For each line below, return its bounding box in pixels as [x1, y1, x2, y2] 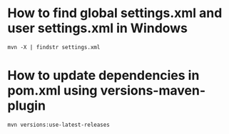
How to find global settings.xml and [7, 5, 223, 21]
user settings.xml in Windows [7, 20, 188, 36]
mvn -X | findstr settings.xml [7, 43, 101, 51]
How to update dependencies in [7, 68, 200, 83]
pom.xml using [7, 83, 98, 99]
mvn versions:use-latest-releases [7, 121, 111, 128]
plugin [7, 98, 46, 114]
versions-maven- [100, 83, 206, 99]
